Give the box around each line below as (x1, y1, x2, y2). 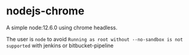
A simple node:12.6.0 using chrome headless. (6, 24, 118, 31)
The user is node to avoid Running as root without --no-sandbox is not (6, 35, 183, 42)
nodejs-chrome (6, 4, 85, 18)
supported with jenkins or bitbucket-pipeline (6, 42, 114, 49)
